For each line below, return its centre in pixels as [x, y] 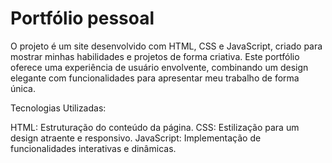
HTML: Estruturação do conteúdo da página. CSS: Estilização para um [155, 127]
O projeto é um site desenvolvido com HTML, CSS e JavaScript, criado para [166, 46]
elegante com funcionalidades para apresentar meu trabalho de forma [155, 78]
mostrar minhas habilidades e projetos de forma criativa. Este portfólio [155, 56]
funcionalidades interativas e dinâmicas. [93, 148]
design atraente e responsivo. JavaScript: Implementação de [136, 138]
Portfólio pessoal [82, 18]
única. [23, 88]
